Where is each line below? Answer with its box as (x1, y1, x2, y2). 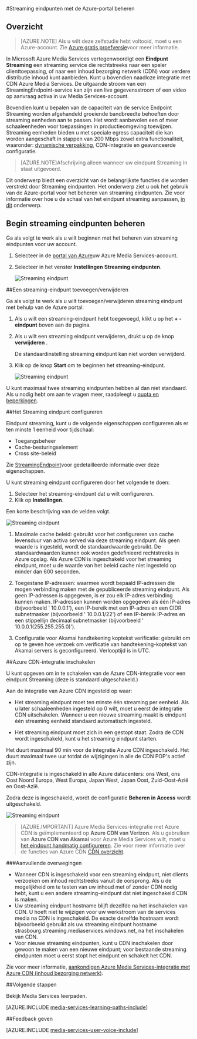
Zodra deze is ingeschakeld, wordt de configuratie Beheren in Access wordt (6, 794, 191, 801)
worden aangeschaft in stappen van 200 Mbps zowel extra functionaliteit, (6, 135, 184, 142)
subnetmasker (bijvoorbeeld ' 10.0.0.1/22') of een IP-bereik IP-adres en (14, 610, 186, 617)
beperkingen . (6, 396, 39, 404)
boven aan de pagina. (38, 321, 91, 328)
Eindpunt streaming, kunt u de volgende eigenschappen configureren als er (6, 419, 189, 426)
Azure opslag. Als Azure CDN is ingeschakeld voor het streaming (14, 555, 172, 563)
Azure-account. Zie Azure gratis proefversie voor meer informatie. (20, 43, 179, 51)
